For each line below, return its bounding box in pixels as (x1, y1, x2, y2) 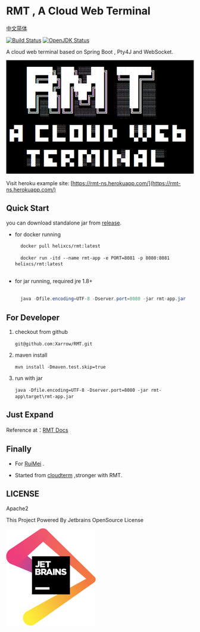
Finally (6, 444, 32, 455)
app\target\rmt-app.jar (14, 394, 74, 400)
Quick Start (6, 203, 49, 213)
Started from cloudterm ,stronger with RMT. (14, 471, 123, 478)
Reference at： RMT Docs (6, 426, 68, 434)
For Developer (6, 312, 60, 323)
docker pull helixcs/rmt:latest (20, 243, 101, 249)
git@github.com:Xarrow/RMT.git (14, 341, 93, 347)
